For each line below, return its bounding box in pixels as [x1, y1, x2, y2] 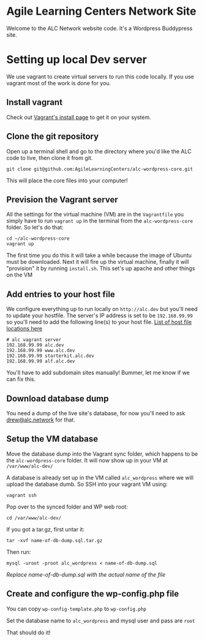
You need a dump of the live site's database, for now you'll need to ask [6, 409, 186, 416]
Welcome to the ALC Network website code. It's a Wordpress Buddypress [6, 25, 193, 32]
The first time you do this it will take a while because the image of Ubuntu [6, 251, 192, 259]
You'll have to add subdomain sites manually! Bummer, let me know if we [6, 369, 190, 377]
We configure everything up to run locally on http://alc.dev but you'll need [6, 305, 198, 313]
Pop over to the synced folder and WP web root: [6, 503, 128, 510]
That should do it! [6, 629, 51, 636]
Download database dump [6, 393, 109, 404]
